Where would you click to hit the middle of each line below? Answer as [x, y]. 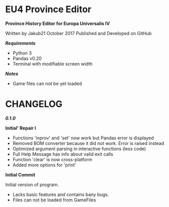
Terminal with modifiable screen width [53, 64]
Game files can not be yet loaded [47, 83]
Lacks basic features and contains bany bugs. [61, 194]
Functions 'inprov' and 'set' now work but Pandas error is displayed [83, 138]
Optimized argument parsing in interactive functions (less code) [79, 149]
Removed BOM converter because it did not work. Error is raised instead [88, 143]
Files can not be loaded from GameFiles [54, 200]
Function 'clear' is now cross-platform [52, 159]
